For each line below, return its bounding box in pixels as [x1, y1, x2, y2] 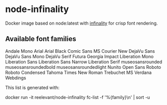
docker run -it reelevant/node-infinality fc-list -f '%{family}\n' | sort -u [5, 94, 150, 100]
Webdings [5, 74, 27, 81]
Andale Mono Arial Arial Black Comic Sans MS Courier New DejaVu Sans [5, 48, 155, 54]
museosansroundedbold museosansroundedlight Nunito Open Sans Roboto [5, 64, 161, 70]
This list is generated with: [5, 84, 60, 90]
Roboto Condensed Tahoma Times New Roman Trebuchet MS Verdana [5, 69, 152, 75]
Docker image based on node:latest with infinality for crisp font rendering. [5, 20, 158, 26]
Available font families [5, 35, 76, 43]
